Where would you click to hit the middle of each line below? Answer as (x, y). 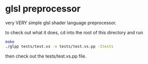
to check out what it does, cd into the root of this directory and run (74, 32)
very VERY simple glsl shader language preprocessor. (61, 23)
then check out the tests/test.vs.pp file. (46, 56)
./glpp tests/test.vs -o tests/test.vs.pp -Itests (59, 46)
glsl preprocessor (43, 9)
